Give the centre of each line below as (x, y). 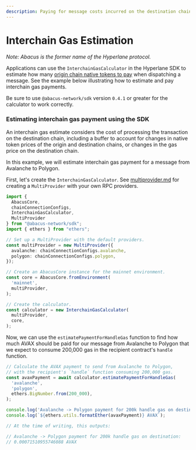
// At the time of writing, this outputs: (58, 426)
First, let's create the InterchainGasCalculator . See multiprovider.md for (93, 180)
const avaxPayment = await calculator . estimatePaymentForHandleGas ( (91, 377)
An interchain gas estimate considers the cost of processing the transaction (97, 132)
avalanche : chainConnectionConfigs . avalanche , (69, 250)
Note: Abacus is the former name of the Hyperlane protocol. (78, 57)
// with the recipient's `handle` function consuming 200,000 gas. (90, 372)
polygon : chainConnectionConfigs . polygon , (64, 256)
